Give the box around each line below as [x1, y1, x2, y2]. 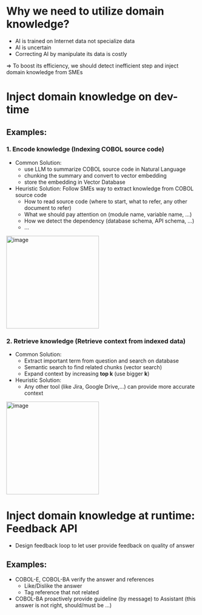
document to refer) [24, 204, 72, 211]
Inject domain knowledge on [6, 90, 152, 104]
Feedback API [6, 522, 78, 536]
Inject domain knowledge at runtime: [6, 509, 195, 523]
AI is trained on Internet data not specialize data [15, 37, 135, 44]
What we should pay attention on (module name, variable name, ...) [24, 210, 192, 218]
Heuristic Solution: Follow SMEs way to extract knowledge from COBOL [15, 184, 194, 192]
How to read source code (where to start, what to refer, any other [24, 198, 187, 205]
